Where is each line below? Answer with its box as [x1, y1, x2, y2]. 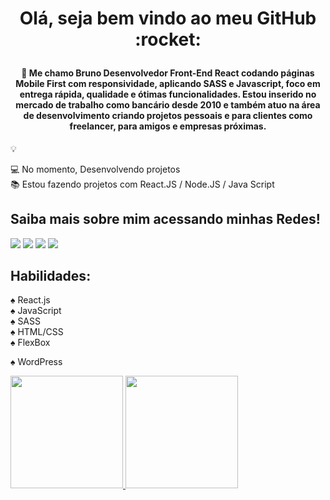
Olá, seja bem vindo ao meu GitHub [19, 7, 317, 30]
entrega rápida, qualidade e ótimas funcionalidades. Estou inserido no [19, 88, 317, 101]
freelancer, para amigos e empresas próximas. [69, 120, 267, 132]
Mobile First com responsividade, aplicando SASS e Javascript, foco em [15, 78, 321, 90]
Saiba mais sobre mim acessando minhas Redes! [10, 211, 321, 228]
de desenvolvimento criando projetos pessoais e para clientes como [23, 110, 313, 122]
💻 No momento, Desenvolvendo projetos [10, 163, 181, 175]
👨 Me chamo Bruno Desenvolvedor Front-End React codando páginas [21, 67, 315, 79]
